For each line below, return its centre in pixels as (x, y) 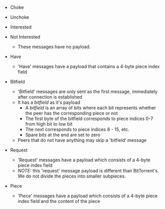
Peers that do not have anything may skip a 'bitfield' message (82, 140)
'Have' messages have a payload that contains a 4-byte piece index (89, 66)
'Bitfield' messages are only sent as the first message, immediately (88, 92)
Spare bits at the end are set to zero (63, 135)
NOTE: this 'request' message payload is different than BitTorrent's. (88, 171)
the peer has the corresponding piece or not (72, 113)
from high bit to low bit (49, 124)
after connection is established (50, 97)
